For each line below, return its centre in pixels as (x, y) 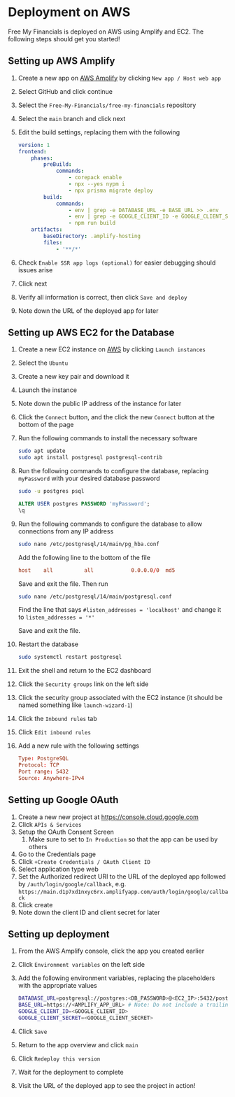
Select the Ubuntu (43, 363)
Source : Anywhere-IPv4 (51, 778)
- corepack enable (95, 178)
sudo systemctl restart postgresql (70, 657)
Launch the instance (48, 390)
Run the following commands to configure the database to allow (110, 524)
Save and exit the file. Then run (63, 584)
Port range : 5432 (43, 772)
